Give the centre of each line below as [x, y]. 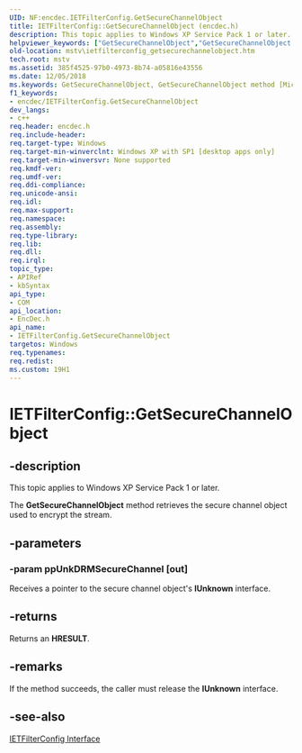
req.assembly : [36, 227]
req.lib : [26, 244]
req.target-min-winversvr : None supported [90, 160]
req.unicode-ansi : [44, 194]
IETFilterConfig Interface [55, 739]
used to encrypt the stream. [61, 515]
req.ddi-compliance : [48, 186]
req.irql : [28, 261]
